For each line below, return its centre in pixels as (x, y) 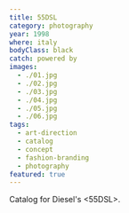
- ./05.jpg (37, 108)
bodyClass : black (41, 51)
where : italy (33, 42)
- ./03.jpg (37, 91)
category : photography (51, 26)
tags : (19, 125)
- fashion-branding (53, 158)
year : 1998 (29, 34)
